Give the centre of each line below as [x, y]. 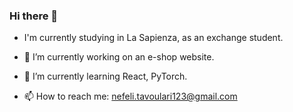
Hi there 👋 [34, 16]
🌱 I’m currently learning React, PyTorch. [105, 76]
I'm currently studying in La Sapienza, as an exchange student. [153, 38]
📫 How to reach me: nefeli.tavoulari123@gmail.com [130, 96]
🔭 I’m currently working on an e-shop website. [119, 57]
